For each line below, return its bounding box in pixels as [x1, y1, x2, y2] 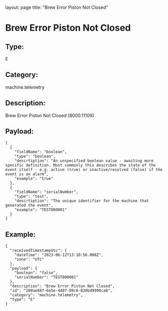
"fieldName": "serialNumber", [14, 189, 79, 195]
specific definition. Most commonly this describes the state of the [5, 163, 156, 168]
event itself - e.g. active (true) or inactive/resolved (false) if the [5, 167, 163, 173]
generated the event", [5, 203, 53, 208]
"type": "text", [14, 194, 49, 199]
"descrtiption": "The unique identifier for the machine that [14, 199, 149, 204]
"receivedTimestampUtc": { [10, 248, 67, 253]
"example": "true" [14, 176, 53, 181]
